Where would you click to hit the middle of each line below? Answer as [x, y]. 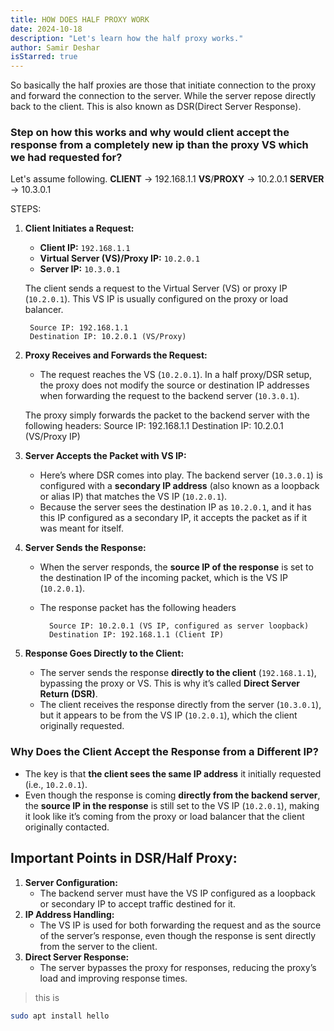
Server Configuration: [71, 882]
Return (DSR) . [68, 694]
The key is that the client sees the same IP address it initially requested [173, 773]
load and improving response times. [113, 978]
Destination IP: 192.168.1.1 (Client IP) [136, 635]
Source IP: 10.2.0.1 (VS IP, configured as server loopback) [179, 626]
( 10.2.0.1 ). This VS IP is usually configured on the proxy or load [156, 299]
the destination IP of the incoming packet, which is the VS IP [163, 578]
